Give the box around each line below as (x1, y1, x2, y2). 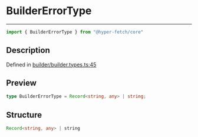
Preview (6, 78, 37, 88)
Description (6, 45, 50, 55)
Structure (6, 110, 42, 120)
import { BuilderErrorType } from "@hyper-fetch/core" (6, 29, 144, 35)
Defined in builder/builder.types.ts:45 (6, 61, 97, 68)
